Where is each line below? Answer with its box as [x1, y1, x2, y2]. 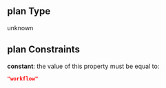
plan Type [7, 5, 51, 17]
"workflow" [7, 75, 39, 82]
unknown [7, 23, 34, 32]
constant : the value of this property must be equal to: [7, 62, 160, 70]
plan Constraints [7, 44, 81, 56]
